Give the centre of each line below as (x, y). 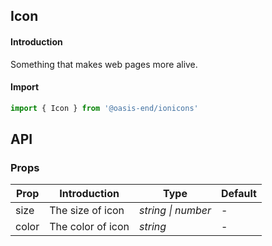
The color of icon (89, 227)
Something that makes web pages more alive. (104, 64)
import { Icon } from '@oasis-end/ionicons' (104, 108)
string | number (175, 211)
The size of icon (87, 211)
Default (238, 194)
